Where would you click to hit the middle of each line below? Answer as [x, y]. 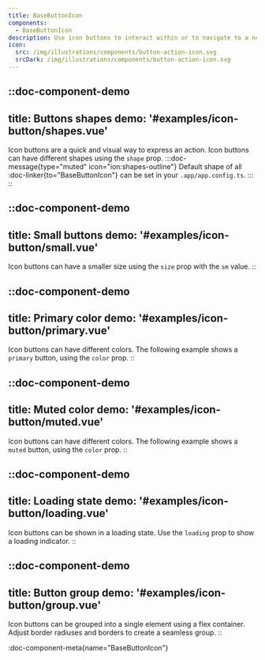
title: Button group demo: [71, 592]
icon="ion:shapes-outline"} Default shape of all [165, 167]
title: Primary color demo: [72, 318]
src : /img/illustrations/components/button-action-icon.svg [116, 52]
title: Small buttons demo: [73, 235]
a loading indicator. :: [42, 541]
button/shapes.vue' [58, 131]
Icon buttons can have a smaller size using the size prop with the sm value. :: [132, 266]
